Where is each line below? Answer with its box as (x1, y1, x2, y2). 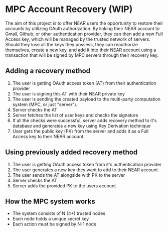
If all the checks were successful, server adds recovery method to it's (12, 117, 157, 124)
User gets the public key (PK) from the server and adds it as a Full (12, 128, 149, 134)
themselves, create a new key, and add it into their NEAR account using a (5, 47, 156, 53)
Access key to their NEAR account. (12, 133, 85, 139)
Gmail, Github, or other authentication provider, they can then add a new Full (5, 31, 163, 37)
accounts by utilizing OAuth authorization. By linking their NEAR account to (5, 25, 160, 31)
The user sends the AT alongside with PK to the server (12, 172, 125, 178)
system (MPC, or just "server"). (12, 101, 78, 107)
